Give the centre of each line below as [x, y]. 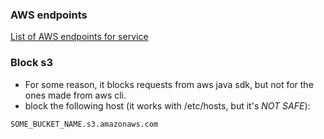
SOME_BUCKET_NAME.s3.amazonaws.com [84, 124]
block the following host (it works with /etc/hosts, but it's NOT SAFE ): [167, 105]
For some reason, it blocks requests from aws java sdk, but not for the [169, 84]
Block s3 [32, 63]
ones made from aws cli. [75, 95]
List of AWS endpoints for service [79, 37]
